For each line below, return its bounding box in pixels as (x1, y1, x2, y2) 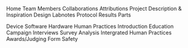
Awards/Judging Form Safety (6, 36, 78, 42)
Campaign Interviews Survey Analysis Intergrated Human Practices (6, 29, 172, 36)
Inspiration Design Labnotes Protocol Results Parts (6, 11, 131, 18)
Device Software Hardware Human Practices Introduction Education (6, 23, 174, 30)
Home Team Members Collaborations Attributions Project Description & (6, 5, 182, 12)
